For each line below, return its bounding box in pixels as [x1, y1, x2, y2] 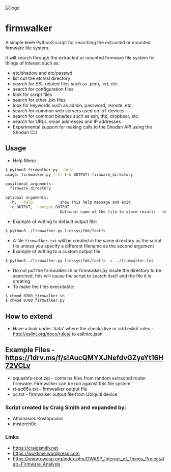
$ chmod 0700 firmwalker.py [5, 298, 65, 303]
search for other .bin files [12, 97, 66, 103]
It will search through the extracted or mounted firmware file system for [5, 54, 155, 60]
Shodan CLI [12, 129, 37, 135]
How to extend [5, 312, 52, 321]
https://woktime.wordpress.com [12, 450, 80, 457]
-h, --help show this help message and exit [10, 200, 131, 205]
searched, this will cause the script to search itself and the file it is [12, 272, 152, 279]
